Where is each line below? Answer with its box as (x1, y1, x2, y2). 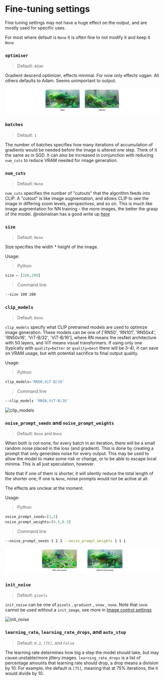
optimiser (5, 52, 28, 58)
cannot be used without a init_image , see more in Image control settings (5, 607, 152, 613)
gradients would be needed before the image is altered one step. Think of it (5, 147, 158, 153)
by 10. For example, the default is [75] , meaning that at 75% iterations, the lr (5, 665, 159, 671)
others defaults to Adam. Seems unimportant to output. (5, 78, 117, 84)
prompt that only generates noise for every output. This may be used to (5, 450, 149, 457)
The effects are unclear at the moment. (5, 485, 84, 491)
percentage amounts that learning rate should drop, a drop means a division (5, 660, 159, 666)
